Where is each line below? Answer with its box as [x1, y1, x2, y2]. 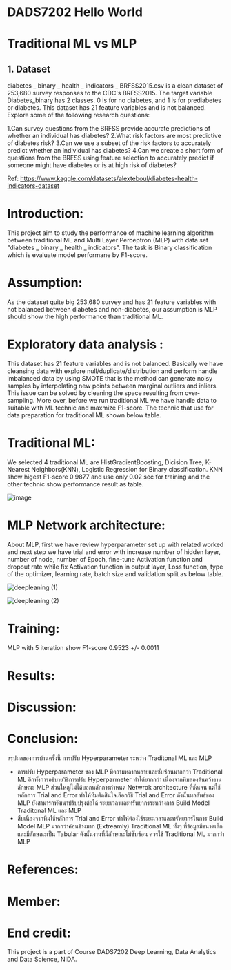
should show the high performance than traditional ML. [7, 312, 163, 321]
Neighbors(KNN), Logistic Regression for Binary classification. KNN [30, 465, 223, 473]
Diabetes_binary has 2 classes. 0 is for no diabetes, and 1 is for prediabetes [7, 96, 222, 104]
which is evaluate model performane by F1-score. [7, 251, 148, 259]
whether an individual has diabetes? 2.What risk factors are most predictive [7, 132, 222, 140]
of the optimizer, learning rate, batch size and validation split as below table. [7, 569, 223, 578]
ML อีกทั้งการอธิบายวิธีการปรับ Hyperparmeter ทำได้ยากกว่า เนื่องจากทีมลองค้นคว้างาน [17, 775, 222, 784]
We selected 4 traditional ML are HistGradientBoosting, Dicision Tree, [7, 457, 204, 466]
